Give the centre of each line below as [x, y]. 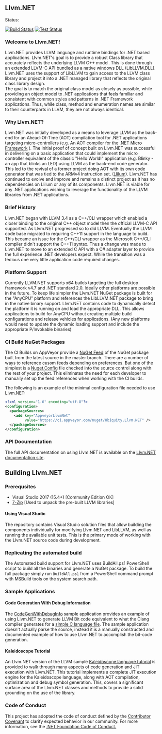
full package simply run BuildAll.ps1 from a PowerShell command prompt [79, 573]
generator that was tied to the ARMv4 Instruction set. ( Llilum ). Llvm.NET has [81, 174]
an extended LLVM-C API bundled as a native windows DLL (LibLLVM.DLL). [81, 68]
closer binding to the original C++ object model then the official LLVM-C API [81, 223]
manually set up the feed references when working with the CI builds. [74, 378]
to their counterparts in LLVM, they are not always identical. [65, 110]
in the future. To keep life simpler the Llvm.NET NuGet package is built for [79, 293]
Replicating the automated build [43, 553]
